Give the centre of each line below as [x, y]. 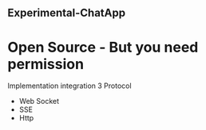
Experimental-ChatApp [66, 13]
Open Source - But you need [103, 47]
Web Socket [39, 101]
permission [46, 64]
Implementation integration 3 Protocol [70, 86]
